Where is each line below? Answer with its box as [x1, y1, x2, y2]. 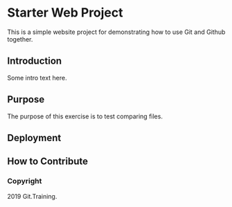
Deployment [7, 132, 62, 143]
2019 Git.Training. [7, 192, 57, 200]
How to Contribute [7, 156, 89, 168]
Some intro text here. [7, 73, 67, 82]
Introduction [7, 55, 62, 67]
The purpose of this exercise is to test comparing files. [7, 112, 163, 120]
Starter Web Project [7, 5, 123, 21]
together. [7, 35, 33, 43]
